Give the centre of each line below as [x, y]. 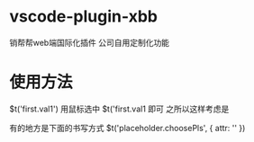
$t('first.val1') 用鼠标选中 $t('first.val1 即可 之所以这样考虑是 [119, 109]
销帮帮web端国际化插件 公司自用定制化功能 [89, 42]
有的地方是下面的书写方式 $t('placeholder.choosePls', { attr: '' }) [127, 128]
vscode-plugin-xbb [83, 17]
